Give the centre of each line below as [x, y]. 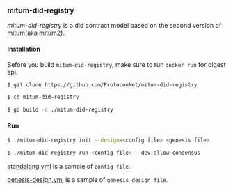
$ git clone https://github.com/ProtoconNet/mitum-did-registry [102, 85]
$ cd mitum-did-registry [43, 97]
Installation [24, 49]
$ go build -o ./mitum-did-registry [60, 110]
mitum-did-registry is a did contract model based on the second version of [114, 26]
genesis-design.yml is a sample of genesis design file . [88, 180]
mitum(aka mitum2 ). [36, 33]
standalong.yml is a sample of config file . [69, 167]
